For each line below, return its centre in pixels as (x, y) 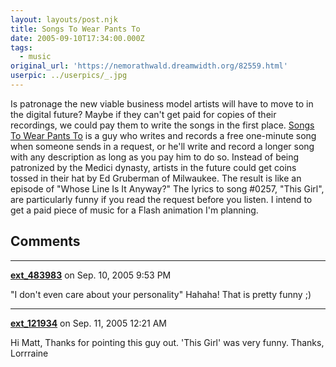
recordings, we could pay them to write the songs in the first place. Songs (162, 125)
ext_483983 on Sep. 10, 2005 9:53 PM (91, 275)
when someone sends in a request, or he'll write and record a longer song (162, 146)
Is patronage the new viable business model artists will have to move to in (162, 103)
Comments (45, 241)
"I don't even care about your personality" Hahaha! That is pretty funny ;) (161, 294)
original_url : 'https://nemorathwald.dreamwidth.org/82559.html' (149, 66)
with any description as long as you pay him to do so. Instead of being (155, 157)
